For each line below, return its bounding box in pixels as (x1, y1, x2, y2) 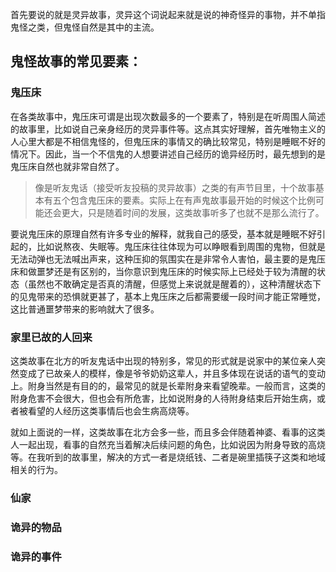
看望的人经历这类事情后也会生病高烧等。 (27, 404, 195, 417)
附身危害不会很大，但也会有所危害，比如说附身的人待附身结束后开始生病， (10, 392, 317, 404)
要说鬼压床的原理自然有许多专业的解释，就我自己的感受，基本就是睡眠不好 (10, 228, 317, 240)
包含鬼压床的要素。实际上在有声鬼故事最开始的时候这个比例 (69, 194, 316, 206)
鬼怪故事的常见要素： (10, 53, 142, 70)
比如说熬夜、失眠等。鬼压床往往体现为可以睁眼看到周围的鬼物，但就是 (36, 240, 326, 252)
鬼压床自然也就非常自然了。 (10, 160, 125, 172)
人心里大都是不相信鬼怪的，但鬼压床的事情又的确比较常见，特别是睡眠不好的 (10, 135, 326, 147)
